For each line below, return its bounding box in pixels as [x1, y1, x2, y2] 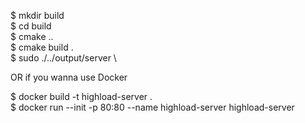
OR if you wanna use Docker [10, 71, 128, 83]
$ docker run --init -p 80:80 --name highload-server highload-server [10, 101, 295, 113]
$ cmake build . [10, 41, 74, 53]
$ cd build [10, 20, 52, 32]
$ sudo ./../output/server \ [10, 52, 117, 64]
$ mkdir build [10, 10, 65, 21]
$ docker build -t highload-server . [10, 91, 153, 102]
